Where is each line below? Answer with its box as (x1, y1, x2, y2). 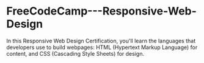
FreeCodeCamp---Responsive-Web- (6, 4, 197, 18)
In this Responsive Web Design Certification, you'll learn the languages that (6, 37, 196, 44)
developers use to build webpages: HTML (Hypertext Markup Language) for (6, 44, 198, 51)
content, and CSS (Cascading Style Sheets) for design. (6, 50, 145, 57)
